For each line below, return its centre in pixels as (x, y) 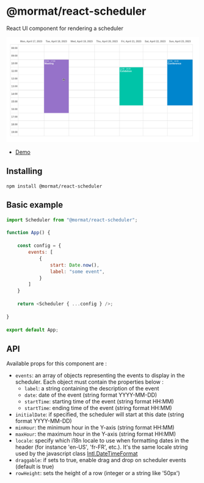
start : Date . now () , (75, 265)
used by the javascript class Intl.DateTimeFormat (76, 454)
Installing (24, 171)
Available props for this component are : (56, 363)
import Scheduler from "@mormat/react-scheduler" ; (72, 220)
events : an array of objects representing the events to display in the (100, 376)
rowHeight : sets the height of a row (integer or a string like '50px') (97, 473)
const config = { (39, 246)
